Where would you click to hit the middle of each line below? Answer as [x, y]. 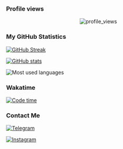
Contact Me [23, 115]
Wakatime [21, 87]
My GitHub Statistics [36, 37]
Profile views [25, 9]
